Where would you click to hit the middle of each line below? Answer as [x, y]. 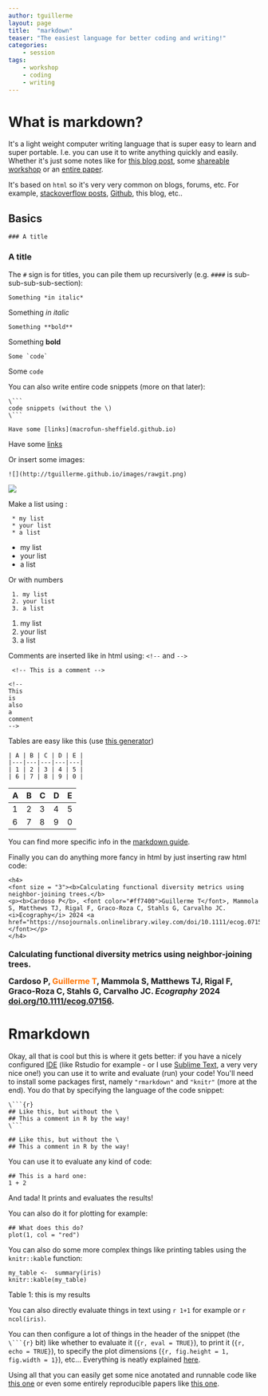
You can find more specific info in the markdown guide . [99, 841]
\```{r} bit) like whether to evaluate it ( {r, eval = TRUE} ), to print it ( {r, [127, 1343]
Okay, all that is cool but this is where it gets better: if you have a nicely [125, 1056]
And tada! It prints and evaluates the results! [81, 1198]
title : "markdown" [41, 30]
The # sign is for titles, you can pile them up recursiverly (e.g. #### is [120, 274]
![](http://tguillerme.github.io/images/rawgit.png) [98, 474]
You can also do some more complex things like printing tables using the [128, 1250]
